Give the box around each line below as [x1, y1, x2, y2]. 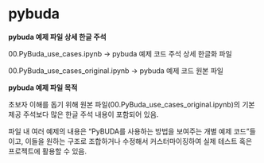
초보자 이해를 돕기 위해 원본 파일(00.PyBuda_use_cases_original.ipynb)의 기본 [8, 99, 255, 109]
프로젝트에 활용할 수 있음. [8, 146, 87, 156]
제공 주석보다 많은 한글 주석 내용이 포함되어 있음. [8, 109, 159, 119]
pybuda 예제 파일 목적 [8, 83, 78, 92]
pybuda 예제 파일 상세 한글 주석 [8, 32, 107, 41]
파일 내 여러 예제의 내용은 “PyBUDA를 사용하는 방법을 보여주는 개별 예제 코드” [8, 126, 250, 136]
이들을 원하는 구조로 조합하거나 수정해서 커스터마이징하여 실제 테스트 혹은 [25, 136, 253, 146]
